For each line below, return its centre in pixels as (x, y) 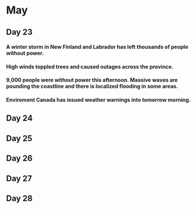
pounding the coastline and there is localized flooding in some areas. (92, 87)
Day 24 (19, 118)
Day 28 (19, 198)
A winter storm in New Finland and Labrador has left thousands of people (97, 47)
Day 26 (19, 159)
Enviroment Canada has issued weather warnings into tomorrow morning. (99, 99)
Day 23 (19, 32)
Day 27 (19, 178)
